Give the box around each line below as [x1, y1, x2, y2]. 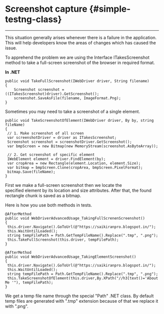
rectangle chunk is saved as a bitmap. [5, 192, 82, 199]
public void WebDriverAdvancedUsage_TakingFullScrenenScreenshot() [5, 216, 145, 221]
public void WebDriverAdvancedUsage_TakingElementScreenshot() [5, 254, 137, 259]
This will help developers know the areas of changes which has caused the [5, 40, 156, 45]
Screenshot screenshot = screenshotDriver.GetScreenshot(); [7, 139, 132, 144]
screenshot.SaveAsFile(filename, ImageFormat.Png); [14, 95, 121, 101]
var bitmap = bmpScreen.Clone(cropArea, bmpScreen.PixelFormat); [7, 165, 143, 170]
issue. [5, 45, 17, 51]
